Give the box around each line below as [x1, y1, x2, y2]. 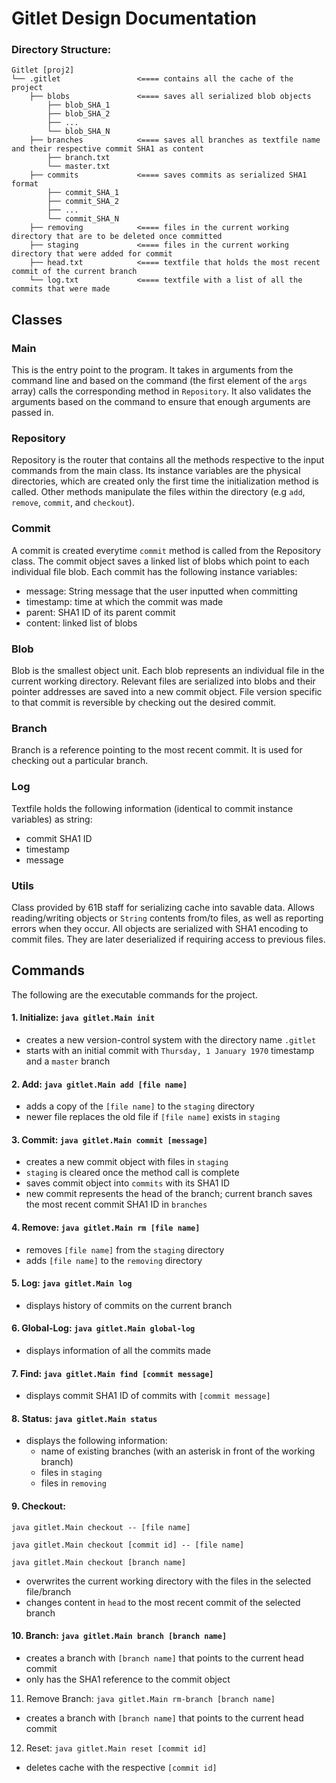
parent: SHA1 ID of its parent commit [25, 606, 176, 618]
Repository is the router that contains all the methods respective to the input [11, 454, 325, 466]
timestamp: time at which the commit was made [25, 595, 224, 607]
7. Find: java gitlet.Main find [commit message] [11, 1367, 214, 1379]
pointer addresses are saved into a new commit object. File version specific [11, 686, 323, 698]
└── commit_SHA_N [47, 214, 119, 224]
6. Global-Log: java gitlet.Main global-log [11, 1322, 196, 1334]
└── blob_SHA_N [47, 127, 111, 137]
